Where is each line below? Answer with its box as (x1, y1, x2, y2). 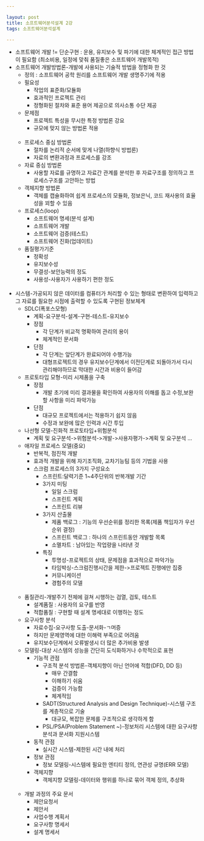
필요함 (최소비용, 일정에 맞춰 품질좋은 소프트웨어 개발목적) (21, 56, 160, 63)
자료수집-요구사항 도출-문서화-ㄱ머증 (33, 624, 121, 631)
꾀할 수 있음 (44, 199, 73, 207)
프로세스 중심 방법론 (24, 138, 72, 146)
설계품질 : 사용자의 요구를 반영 (33, 601, 105, 608)
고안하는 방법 (64, 177, 96, 184)
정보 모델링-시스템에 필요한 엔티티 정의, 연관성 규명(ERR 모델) (42, 761, 189, 768)
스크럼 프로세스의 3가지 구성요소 (33, 465, 111, 472)
